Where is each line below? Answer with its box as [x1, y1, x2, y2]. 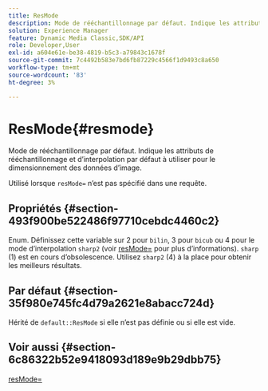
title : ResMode [8, 11, 59, 20]
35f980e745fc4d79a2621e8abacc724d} [8, 296, 215, 310]
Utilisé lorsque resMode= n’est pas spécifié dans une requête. [8, 179, 207, 188]
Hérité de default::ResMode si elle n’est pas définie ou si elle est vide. [8, 318, 236, 327]
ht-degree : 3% [8, 78, 56, 86]
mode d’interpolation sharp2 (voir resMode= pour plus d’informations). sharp [8, 244, 259, 254]
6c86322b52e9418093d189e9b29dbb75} [8, 353, 222, 367]
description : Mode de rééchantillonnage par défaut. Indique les [8, 19, 230, 27]
